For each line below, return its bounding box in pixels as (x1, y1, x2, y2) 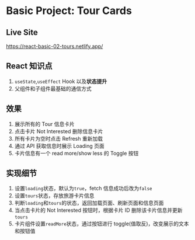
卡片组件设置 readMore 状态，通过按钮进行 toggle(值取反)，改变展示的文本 (14, 220, 189, 227)
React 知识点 (6, 61, 53, 71)
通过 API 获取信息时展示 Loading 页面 (14, 142, 105, 149)
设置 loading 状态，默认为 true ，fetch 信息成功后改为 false (14, 185, 152, 192)
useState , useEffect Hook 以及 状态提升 (14, 78, 107, 85)
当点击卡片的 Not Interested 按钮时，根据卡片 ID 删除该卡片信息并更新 (14, 207, 183, 214)
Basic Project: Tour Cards (6, 4, 133, 18)
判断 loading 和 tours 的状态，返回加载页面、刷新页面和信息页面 (14, 200, 164, 207)
